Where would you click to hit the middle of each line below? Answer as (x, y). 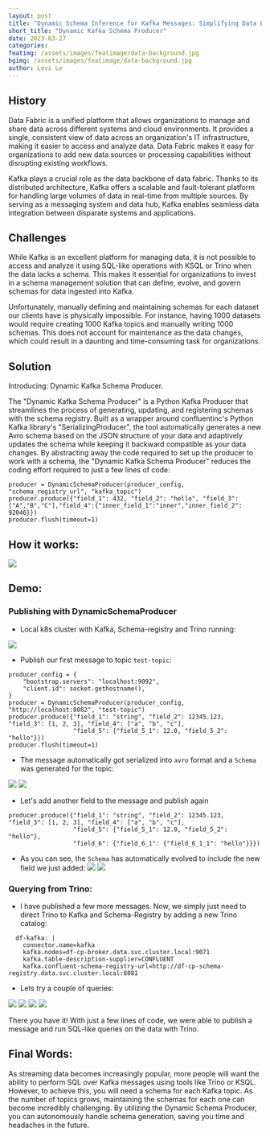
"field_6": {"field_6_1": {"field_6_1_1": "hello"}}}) (167, 843)
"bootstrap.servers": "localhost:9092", (91, 681)
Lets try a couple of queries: (67, 988)
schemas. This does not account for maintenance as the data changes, (126, 333)
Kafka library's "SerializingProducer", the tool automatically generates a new (135, 427)
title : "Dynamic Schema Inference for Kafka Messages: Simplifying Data (133, 23)
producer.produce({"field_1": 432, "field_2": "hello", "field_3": (124, 499)
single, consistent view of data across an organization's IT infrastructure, (129, 137)
